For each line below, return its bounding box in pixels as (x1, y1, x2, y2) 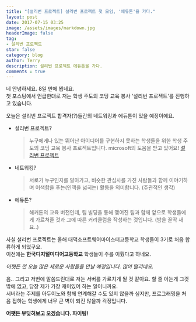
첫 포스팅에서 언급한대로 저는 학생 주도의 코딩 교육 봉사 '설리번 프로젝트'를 (6, 93, 174, 100)
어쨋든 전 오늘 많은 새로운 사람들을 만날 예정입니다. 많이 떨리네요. (6, 263, 154, 270)
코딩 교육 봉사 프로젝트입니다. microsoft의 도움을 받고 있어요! (40, 145, 180, 152)
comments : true (6, 68, 45, 74)
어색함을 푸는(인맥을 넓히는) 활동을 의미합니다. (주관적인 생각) (35, 184, 176, 191)
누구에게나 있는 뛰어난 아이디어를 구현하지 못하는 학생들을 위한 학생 (29, 137, 182, 144)
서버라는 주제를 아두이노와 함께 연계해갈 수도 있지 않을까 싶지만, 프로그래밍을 (6, 290, 181, 297)
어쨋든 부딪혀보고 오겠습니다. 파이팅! (6, 310, 89, 317)
